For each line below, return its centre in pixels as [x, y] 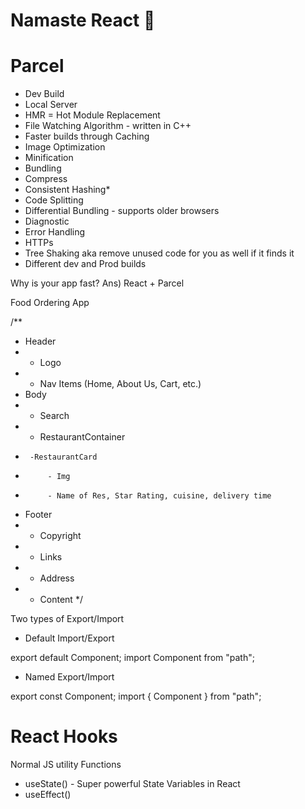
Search [54, 416]
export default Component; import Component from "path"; [132, 658]
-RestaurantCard [63, 457]
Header [40, 341]
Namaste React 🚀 [83, 20]
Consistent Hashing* [67, 190]
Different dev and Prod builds [85, 264]
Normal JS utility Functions [66, 765]
